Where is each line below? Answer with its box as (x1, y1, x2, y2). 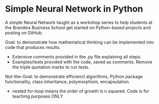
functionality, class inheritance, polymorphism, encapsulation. (5, 79, 130, 85)
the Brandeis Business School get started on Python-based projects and (5, 24, 151, 30)
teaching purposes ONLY (12, 93, 64, 99)
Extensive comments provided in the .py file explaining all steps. (12, 53, 142, 59)
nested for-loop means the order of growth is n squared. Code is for (12, 88, 149, 94)
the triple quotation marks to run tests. (12, 64, 90, 70)
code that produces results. (5, 44, 61, 50)
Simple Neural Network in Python (5, 3, 143, 15)
